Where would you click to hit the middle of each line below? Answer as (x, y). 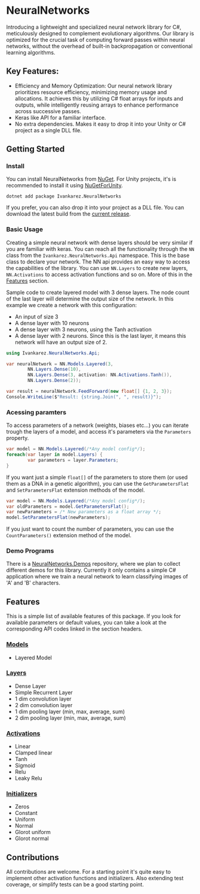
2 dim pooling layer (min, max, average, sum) (70, 718)
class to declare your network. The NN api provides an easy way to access (98, 262)
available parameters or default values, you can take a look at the (87, 623)
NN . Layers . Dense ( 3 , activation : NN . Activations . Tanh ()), (100, 375)
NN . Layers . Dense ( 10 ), (55, 369)
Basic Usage (25, 229)
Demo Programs (30, 551)
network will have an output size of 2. (61, 342)
